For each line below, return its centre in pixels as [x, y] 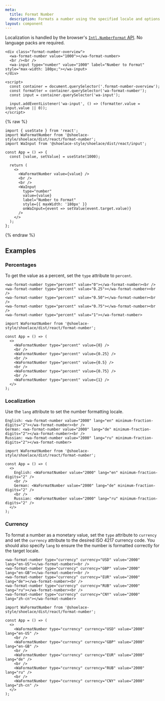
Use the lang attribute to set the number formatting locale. [64, 412]
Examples [21, 251]
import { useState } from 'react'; [42, 131]
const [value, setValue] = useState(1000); [55, 157]
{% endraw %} [20, 235]
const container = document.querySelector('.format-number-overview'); [85, 87]
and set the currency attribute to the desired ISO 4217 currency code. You [80, 540]
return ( [19, 165]
